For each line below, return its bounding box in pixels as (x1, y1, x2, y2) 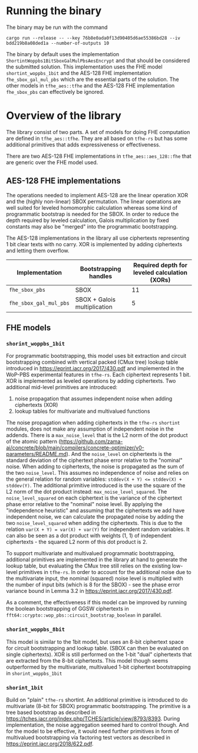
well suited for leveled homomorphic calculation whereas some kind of (6, 204, 178, 211)
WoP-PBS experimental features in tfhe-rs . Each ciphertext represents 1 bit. (6, 371, 191, 379)
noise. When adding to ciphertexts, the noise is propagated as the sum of (6, 463, 184, 470)
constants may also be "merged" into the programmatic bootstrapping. (6, 223, 178, 230)
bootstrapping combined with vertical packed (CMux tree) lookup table (6, 358, 179, 366)
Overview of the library (6, 109, 122, 122)
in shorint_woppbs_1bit (6, 669, 62, 677)
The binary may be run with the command (6, 24, 108, 31)
